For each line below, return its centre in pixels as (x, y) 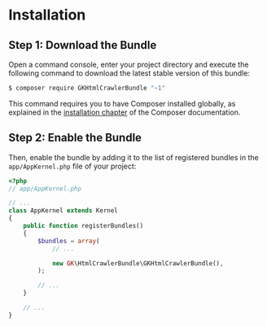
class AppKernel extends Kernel (63, 211)
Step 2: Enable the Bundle (75, 138)
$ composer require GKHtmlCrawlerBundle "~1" (87, 88)
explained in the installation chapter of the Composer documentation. (125, 112)
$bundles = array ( (69, 241)
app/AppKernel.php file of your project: (72, 166)
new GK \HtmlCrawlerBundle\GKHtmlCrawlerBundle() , (138, 263)
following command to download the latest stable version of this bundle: (129, 73)
